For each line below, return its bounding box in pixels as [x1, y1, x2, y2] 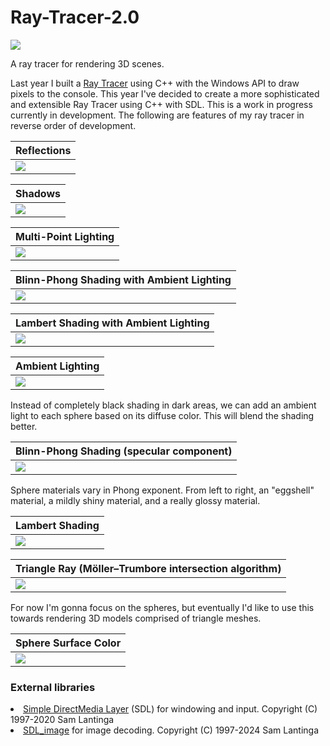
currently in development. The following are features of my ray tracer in [10, 109, 305, 121]
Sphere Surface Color [15, 636, 122, 650]
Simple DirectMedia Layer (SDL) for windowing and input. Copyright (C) [23, 703, 318, 715]
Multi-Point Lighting [15, 229, 115, 243]
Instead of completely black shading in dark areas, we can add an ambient [10, 399, 317, 411]
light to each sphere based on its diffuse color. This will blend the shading [10, 409, 315, 421]
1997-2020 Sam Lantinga [10, 714, 115, 726]
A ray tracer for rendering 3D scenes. [10, 57, 165, 70]
